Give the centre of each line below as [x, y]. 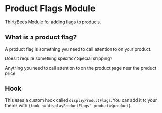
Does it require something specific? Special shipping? [59, 58]
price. [11, 73]
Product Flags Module [50, 9]
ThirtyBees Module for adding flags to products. [53, 22]
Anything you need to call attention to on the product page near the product [81, 68]
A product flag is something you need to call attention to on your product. [78, 49]
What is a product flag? [41, 37]
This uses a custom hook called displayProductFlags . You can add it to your [81, 100]
